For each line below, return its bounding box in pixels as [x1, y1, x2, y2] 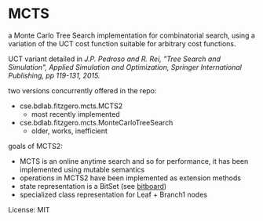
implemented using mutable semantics [19, 165, 145, 174]
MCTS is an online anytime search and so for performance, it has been [19, 156, 249, 165]
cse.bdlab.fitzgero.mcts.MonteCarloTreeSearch [19, 118, 174, 127]
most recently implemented [31, 109, 120, 118]
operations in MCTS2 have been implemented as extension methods [19, 173, 242, 183]
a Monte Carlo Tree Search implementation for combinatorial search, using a [8, 31, 255, 40]
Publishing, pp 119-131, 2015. [8, 71, 100, 80]
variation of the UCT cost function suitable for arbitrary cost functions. [8, 38, 237, 48]
